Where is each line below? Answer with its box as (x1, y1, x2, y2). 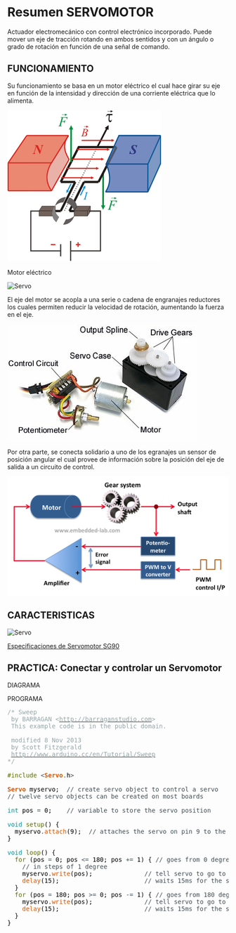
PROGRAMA (7, 694, 44, 703)
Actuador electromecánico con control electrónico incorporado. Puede (7, 27, 212, 36)
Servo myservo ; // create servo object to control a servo (7, 785, 219, 793)
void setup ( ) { (7, 820, 60, 828)
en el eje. (7, 310, 34, 318)
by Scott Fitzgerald (11, 743, 82, 751)
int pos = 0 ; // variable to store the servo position (7, 806, 211, 814)
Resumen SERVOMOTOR (7, 4, 155, 20)
